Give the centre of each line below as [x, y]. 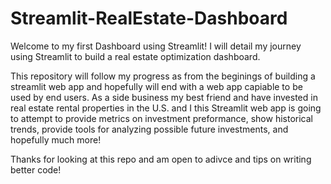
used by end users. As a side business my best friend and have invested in [164, 97]
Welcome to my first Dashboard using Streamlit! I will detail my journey [156, 46]
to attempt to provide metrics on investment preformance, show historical [161, 118]
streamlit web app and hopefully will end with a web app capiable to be [156, 86]
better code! [36, 169]
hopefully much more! [56, 139]
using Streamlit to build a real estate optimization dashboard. [135, 56]
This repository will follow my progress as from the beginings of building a [163, 76]
